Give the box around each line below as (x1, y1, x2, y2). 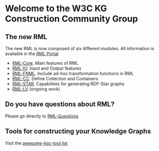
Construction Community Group (5, 13, 138, 24)
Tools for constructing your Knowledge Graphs (5, 127, 151, 135)
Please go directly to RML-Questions (5, 113, 79, 119)
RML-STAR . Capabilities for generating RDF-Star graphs (12, 81, 124, 87)
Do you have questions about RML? (5, 100, 115, 109)
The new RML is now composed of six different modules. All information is (5, 46, 155, 51)
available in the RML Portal (5, 51, 59, 57)
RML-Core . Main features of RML (12, 60, 79, 66)
